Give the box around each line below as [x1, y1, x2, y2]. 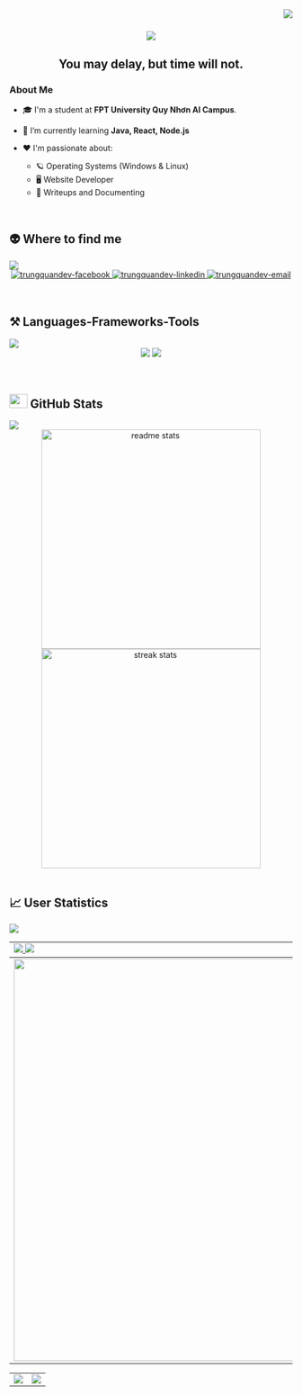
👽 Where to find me [9, 231, 122, 247]
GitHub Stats [30, 396, 103, 411]
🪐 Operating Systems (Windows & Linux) [35, 160, 189, 171]
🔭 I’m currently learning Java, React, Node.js [22, 125, 191, 136]
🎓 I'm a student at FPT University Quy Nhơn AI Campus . [22, 104, 237, 115]
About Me [9, 83, 54, 95]
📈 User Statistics [9, 895, 109, 910]
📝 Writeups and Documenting [35, 186, 146, 197]
